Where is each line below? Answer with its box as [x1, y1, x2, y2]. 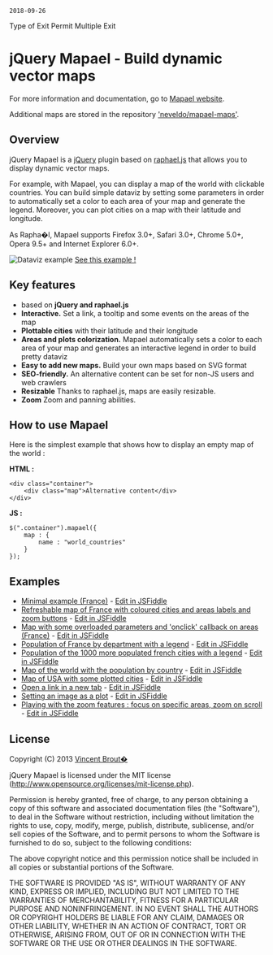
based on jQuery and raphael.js [20, 300, 129, 310]
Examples [9, 575, 60, 588]
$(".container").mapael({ [9, 524, 97, 532]
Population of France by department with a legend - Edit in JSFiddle [20, 640, 249, 649]
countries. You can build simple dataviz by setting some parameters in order [9, 187, 265, 198]
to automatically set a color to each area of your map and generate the [9, 196, 246, 206]
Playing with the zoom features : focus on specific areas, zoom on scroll [20, 700, 262, 710]
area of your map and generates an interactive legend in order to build [20, 343, 257, 353]
